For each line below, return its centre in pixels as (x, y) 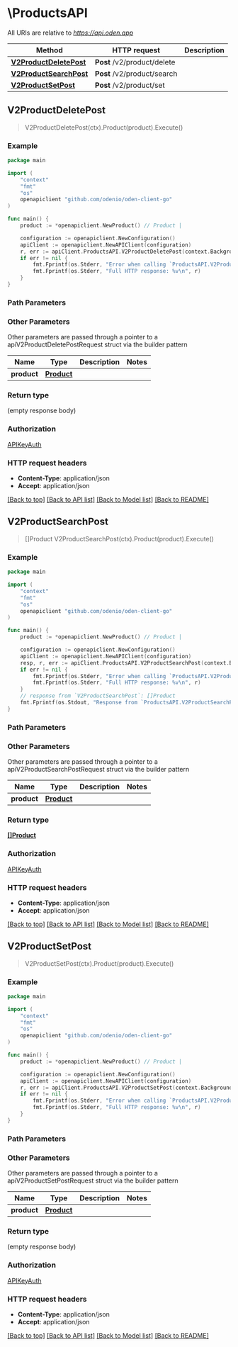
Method (49, 50)
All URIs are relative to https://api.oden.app (70, 33)
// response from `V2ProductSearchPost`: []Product (98, 696)
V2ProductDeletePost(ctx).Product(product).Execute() (104, 127)
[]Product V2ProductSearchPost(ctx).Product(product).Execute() (119, 539)
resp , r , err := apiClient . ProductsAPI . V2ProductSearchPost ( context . (125, 663)
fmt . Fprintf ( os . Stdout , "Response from (79, 703)
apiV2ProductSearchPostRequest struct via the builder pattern (98, 769)
